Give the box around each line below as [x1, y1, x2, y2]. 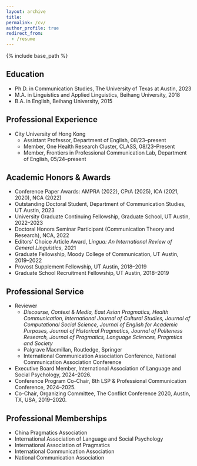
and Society [23, 340, 53, 347]
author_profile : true [6, 25, 59, 31]
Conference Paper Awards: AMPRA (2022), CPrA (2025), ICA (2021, [14, 188, 179, 195]
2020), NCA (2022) [14, 194, 62, 201]
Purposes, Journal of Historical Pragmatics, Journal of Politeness [23, 327, 183, 334]
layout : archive [6, 8, 46, 15]
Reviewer [14, 302, 38, 310]
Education [6, 69, 45, 80]
